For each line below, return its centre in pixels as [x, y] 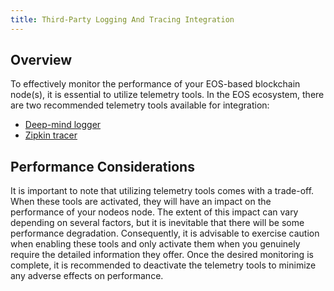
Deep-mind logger [63, 125]
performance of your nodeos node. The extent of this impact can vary [154, 212]
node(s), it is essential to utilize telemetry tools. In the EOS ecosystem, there [167, 95]
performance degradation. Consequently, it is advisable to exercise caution [165, 233]
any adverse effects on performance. [87, 276]
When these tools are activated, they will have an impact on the [141, 202]
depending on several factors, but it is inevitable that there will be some [157, 223]
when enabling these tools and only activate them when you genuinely [155, 244]
